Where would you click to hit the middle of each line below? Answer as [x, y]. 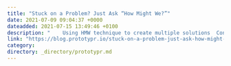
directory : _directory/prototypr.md [59, 52]
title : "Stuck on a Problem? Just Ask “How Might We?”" [89, 13]
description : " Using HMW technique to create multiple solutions [109, 33]
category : [21, 45]
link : [15, 39]
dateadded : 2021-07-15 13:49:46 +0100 [63, 26]
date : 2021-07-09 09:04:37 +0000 [55, 20]
